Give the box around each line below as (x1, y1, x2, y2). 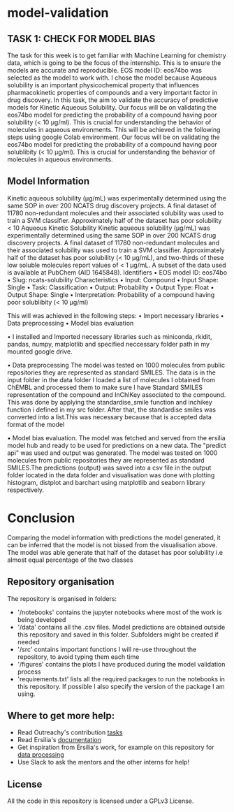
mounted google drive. (7, 347, 73, 356)
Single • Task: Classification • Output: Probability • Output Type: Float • (7, 283, 214, 291)
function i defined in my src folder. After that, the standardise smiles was (7, 405, 217, 414)
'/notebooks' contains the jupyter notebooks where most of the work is (17, 608, 222, 616)
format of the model (7, 420, 65, 428)
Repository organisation (7, 576, 115, 588)
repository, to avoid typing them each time (17, 652, 140, 661)
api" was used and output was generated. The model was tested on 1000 (7, 449, 218, 457)
